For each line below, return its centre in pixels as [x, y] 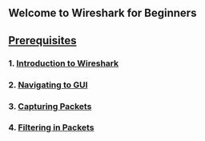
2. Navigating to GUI [48, 85]
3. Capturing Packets [50, 106]
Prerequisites [42, 40]
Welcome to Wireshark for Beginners [102, 13]
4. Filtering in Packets [51, 127]
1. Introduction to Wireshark [63, 63]
